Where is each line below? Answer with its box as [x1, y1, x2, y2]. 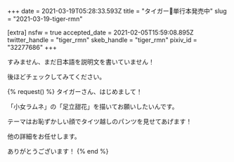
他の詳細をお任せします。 [7, 133, 81, 140]
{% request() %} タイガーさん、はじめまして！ [7, 88, 143, 95]
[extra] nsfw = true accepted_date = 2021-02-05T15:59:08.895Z [7, 28, 195, 36]
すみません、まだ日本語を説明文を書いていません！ [7, 58, 155, 66]
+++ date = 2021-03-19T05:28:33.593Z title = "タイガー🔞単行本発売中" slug [7, 7, 227, 15]
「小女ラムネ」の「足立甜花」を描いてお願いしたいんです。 [7, 102, 178, 111]
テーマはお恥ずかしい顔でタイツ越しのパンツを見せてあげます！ [7, 117, 193, 126]
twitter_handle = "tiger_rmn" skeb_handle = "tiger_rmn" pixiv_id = [7, 36, 198, 44]
